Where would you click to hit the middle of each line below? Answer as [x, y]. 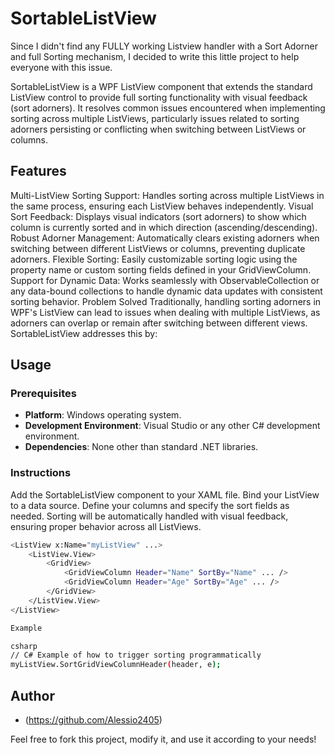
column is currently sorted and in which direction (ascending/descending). [164, 227]
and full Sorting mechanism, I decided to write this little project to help [155, 56]
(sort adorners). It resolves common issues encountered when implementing [168, 108]
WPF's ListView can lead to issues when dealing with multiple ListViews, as [165, 312]
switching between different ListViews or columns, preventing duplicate [158, 248]
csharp [24, 646]
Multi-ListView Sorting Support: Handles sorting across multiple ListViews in [167, 195]
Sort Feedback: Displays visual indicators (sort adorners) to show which [158, 216]
